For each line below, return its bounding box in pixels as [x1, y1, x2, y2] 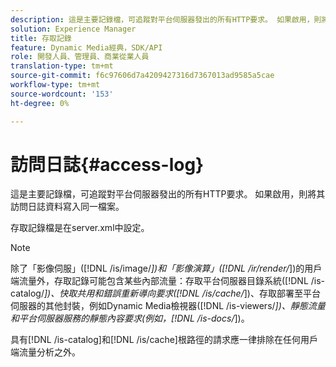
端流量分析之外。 [10, 346, 81, 358]
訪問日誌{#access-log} [10, 153, 205, 176]
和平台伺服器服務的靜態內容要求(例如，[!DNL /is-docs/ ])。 [10, 312, 250, 325]
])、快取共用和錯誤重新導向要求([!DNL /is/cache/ [43, 287, 245, 300]
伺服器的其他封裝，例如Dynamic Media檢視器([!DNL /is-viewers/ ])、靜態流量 [10, 300, 326, 312]
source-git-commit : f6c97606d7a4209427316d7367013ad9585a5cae [10, 71, 275, 81]
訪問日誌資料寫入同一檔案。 [10, 201, 125, 213]
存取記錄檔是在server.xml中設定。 [10, 222, 150, 234]
